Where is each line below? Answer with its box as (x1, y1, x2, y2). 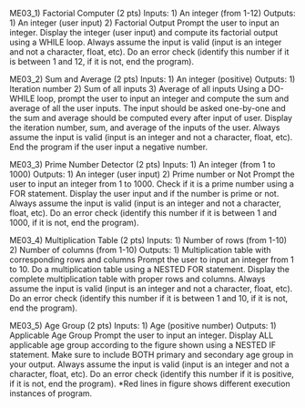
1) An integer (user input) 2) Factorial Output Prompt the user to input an (9, 17, 280, 28)
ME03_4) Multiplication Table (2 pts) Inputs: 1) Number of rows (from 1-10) (9, 235, 288, 245)
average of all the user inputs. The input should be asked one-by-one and (9, 103, 287, 113)
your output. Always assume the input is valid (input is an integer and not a (9, 359, 290, 370)
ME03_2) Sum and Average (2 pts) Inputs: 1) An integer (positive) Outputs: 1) (9, 74, 296, 85)
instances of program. (9, 388, 93, 399)
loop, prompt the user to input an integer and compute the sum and (36, 93, 290, 104)
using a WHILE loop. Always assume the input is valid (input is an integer (9, 36, 282, 47)
